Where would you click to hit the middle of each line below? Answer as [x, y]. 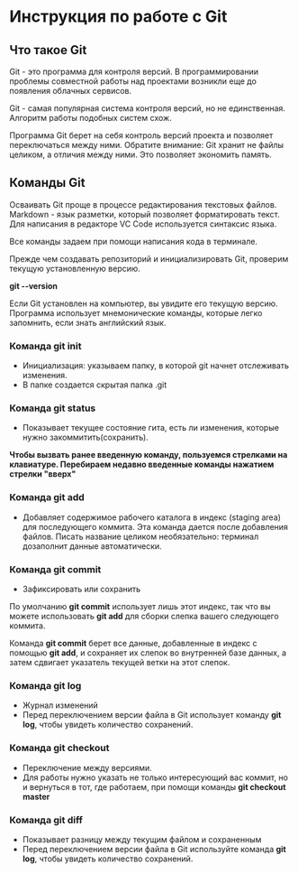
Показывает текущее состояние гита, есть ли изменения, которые [150, 428]
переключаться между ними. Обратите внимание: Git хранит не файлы [147, 145]
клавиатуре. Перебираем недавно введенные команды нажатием [142, 464]
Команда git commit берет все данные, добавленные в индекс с [133, 643]
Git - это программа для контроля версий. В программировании [134, 71]
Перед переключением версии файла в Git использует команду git [152, 715]
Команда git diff [46, 820]
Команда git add [47, 497]
